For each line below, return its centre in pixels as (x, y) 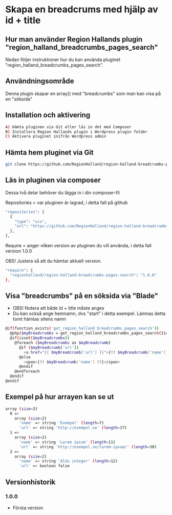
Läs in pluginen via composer (53, 180)
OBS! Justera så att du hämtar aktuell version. (53, 261)
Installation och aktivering (48, 115)
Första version (28, 508)
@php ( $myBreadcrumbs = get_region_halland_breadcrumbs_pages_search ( (85, 333)
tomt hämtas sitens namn (39, 319)
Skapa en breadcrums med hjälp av (82, 9)
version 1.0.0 (19, 251)
